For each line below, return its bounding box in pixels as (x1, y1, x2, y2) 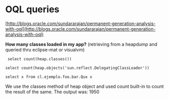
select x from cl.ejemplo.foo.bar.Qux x (5, 74, 93, 80)
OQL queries (5, 4, 60, 15)
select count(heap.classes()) (7, 56, 72, 62)
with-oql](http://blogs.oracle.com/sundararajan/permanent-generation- (5, 26, 156, 32)
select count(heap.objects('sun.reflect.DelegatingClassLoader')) (5, 65, 150, 70)
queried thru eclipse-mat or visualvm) (5, 46, 85, 53)
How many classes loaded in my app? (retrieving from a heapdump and (5, 41, 157, 47)
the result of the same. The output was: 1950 (5, 88, 100, 95)
